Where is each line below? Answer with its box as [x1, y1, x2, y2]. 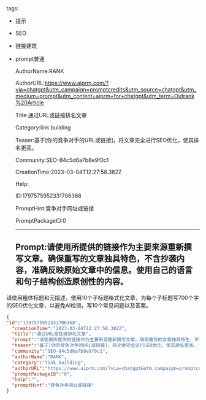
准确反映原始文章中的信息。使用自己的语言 [31, 265, 193, 275]
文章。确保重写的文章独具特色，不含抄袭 [23, 253, 177, 264]
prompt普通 [15, 55, 45, 63]
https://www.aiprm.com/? [44, 79, 109, 87]
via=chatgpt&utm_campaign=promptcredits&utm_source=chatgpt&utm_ [15, 86, 197, 93]
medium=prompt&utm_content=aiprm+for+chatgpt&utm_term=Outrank [15, 93, 195, 99]
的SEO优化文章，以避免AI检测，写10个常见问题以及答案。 [6, 301, 152, 309]
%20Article [15, 99, 44, 106]
